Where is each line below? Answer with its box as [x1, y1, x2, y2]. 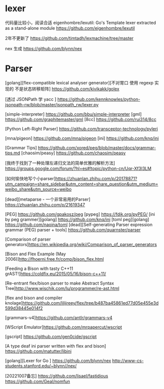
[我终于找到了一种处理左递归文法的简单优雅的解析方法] [5, 160, 116, 166]
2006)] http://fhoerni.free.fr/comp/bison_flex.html [5, 256, 104, 262]
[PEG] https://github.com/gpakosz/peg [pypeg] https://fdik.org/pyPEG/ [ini [5, 211, 155, 217]
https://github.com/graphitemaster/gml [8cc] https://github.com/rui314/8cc [5, 116, 157, 122]
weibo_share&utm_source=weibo [5, 186, 72, 192]
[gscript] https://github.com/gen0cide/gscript [5, 333, 97, 339]
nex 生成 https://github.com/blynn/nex [5, 45, 82, 51]
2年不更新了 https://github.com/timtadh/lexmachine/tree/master [5, 35, 134, 41]
